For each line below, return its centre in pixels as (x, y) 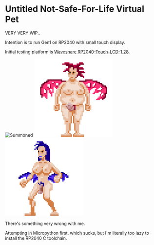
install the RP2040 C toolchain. (36, 238)
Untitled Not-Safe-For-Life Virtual (75, 9)
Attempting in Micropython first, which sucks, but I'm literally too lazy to (77, 233)
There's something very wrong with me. (45, 224)
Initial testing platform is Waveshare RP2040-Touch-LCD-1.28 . (67, 52)
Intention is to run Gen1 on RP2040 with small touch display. (65, 42)
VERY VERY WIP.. (23, 33)
